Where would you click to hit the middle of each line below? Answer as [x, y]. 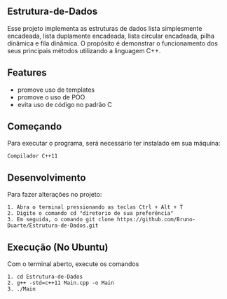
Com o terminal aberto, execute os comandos [73, 264]
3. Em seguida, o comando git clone [61, 220]
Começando [35, 126]
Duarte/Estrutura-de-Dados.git [53, 226]
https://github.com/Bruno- [156, 220]
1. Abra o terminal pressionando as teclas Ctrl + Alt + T [95, 207]
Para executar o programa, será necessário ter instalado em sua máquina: [114, 144]
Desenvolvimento [47, 178]
